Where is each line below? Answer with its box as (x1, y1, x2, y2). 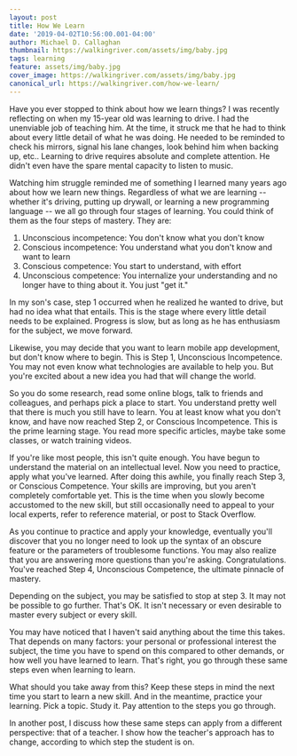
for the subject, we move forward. (9, 325, 133, 336)
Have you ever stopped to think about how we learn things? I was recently (9, 103, 280, 114)
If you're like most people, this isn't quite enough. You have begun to (9, 452, 260, 463)
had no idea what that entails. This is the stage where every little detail (9, 306, 267, 316)
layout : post (9, 12, 58, 22)
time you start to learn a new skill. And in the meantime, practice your (9, 690, 263, 702)
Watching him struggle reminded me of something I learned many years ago (9, 177, 287, 187)
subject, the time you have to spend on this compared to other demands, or (9, 645, 285, 656)
